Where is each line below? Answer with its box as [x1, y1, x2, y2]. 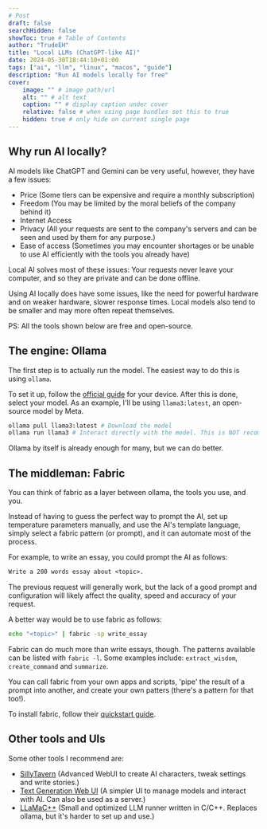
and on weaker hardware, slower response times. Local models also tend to [8, 297, 256, 307]
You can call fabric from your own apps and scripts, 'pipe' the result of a [8, 677, 245, 686]
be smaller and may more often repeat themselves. [8, 305, 175, 315]
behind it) [19, 206, 52, 216]
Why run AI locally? [8, 145, 107, 159]
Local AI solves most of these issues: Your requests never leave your [8, 265, 234, 274]
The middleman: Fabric [8, 466, 126, 480]
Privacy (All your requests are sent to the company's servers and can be [19, 224, 257, 234]
